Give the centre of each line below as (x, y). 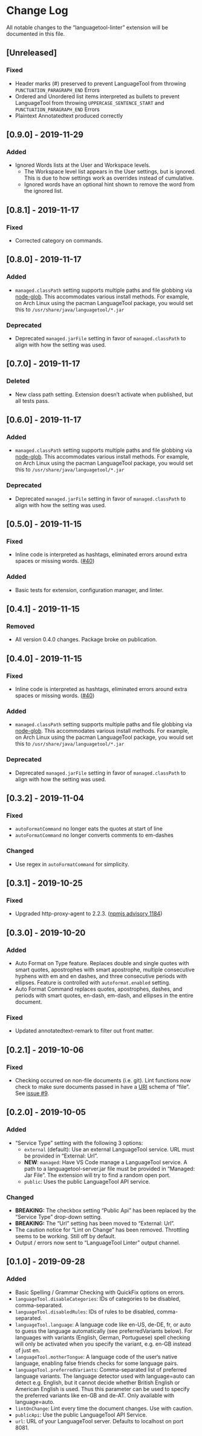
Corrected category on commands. (59, 241)
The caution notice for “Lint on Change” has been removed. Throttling (102, 1230)
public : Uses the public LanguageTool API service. (87, 1181)
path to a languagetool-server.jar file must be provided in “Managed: (109, 1168)
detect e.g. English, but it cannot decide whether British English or (97, 1382)
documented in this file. (36, 33)
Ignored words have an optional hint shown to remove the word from (109, 184)
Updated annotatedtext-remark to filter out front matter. (84, 1031)
